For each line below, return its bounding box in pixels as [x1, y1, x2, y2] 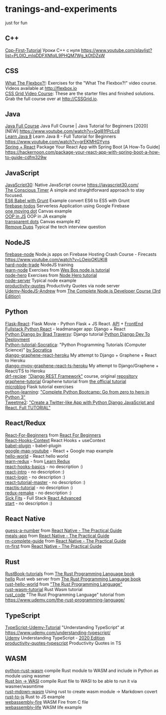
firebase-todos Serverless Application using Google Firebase [5, 203, 129, 209]
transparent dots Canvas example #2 [5, 219, 81, 225]
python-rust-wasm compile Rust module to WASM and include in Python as [5, 668, 159, 674]
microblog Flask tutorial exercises [5, 384, 74, 390]
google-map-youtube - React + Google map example [5, 448, 114, 454]
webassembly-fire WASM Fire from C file [5, 699, 88, 705]
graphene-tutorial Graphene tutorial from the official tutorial [5, 378, 126, 384]
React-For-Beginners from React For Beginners [5, 432, 101, 438]
